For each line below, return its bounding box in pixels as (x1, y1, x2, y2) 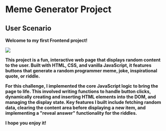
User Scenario (5, 24, 52, 33)
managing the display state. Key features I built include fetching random (5, 99, 161, 105)
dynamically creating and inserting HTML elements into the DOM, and (5, 94, 156, 100)
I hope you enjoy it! (5, 120, 47, 126)
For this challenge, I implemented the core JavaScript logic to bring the (5, 83, 158, 89)
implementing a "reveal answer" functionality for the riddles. (5, 110, 137, 116)
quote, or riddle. (5, 73, 40, 79)
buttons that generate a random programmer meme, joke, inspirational (5, 68, 158, 73)
